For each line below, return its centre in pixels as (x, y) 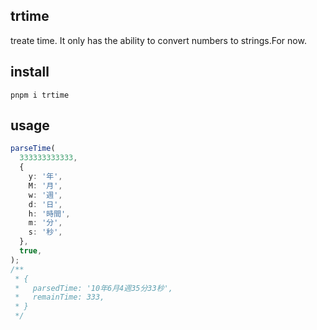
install (30, 72)
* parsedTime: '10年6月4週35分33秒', (93, 288)
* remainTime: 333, (59, 297)
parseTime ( (33, 149)
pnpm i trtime (40, 95)
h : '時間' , (49, 214)
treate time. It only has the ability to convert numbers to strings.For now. (158, 40)
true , (31, 251)
